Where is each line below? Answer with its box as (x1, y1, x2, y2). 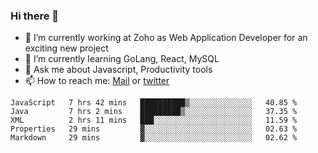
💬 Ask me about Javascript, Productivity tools (24, 64, 213, 76)
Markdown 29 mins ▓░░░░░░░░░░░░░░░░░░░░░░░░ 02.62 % (10, 133, 298, 143)
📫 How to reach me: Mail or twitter (24, 75, 170, 87)
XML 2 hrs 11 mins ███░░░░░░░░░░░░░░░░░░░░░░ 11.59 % (10, 115, 298, 126)
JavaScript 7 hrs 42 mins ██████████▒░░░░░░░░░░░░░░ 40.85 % (10, 98, 298, 108)
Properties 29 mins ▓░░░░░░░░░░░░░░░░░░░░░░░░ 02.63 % (10, 124, 298, 134)
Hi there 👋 (10, 9, 60, 23)
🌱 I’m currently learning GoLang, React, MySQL (24, 53, 220, 65)
